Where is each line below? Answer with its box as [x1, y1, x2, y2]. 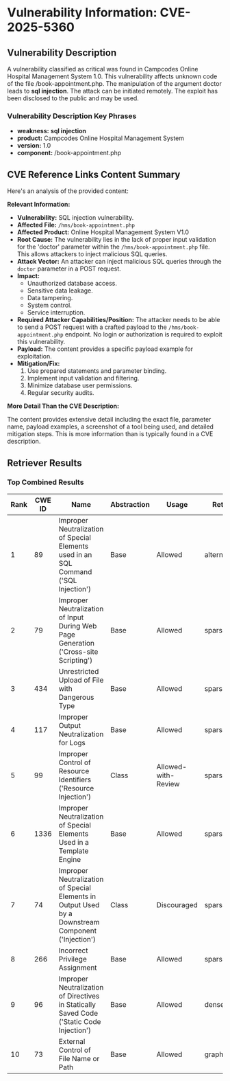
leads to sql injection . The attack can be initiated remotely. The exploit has [7, 87, 218, 95]
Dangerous [58, 692, 94, 702]
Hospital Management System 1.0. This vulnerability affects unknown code [7, 72, 218, 80]
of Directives [58, 991, 100, 1001]
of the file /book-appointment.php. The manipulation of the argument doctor [7, 80, 222, 87]
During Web [58, 621, 97, 630]
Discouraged [156, 900, 199, 909]
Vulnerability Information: [7, 5, 157, 21]
